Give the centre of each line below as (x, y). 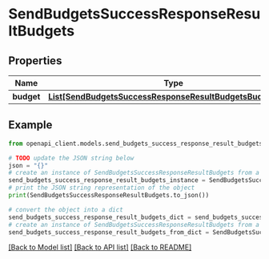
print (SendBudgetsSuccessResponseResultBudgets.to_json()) (109, 196)
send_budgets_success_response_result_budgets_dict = (100, 217)
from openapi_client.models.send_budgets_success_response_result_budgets (136, 144)
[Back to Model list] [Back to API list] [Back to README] (100, 247)
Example (30, 125)
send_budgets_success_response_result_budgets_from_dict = (109, 232)
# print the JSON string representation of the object (102, 188)
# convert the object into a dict (66, 209)
